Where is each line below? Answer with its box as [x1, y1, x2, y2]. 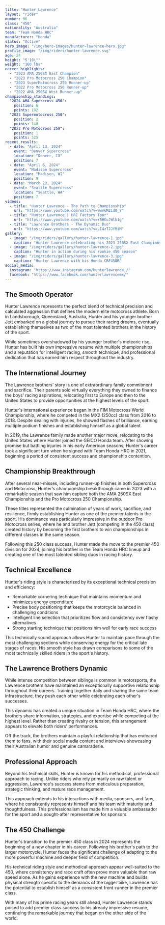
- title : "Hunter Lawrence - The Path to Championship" [9, 203, 126, 209]
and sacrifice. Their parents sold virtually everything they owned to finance [5, 387, 157, 393]
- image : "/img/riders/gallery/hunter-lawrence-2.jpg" [9, 245, 124, 250]
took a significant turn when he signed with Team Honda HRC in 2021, [5, 448, 147, 453]
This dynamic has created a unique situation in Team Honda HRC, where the [5, 708, 160, 714]
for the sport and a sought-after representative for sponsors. [5, 812, 128, 817]
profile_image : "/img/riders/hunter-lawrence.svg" [5, 48, 111, 53]
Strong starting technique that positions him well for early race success [12, 625, 157, 631]
